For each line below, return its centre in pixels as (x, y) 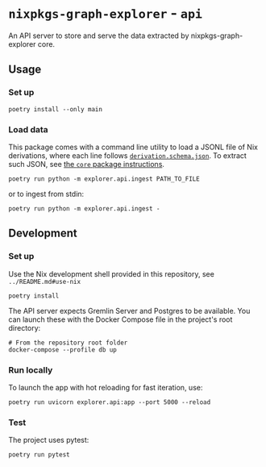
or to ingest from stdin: (46, 194)
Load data (28, 129)
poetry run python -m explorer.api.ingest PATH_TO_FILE (104, 179)
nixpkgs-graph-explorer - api (106, 13)
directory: (25, 327)
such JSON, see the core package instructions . (87, 164)
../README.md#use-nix (45, 281)
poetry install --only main (56, 109)
